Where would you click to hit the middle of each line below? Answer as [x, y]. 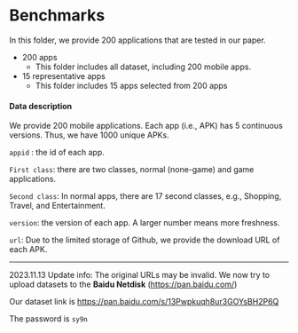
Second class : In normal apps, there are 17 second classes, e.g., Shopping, [145, 196]
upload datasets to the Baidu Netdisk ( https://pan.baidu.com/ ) [123, 284]
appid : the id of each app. [57, 153]
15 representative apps [64, 75]
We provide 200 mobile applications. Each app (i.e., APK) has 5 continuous [146, 126]
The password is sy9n [49, 319]
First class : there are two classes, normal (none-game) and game [132, 170]
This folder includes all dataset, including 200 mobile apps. [143, 67]
